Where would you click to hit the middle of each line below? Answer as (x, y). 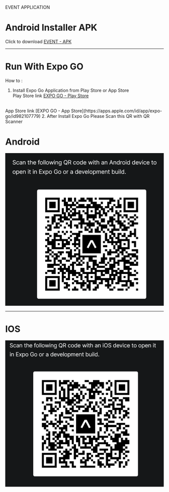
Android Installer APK (51, 28)
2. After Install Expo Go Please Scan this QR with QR (96, 116)
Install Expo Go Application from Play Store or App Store (71, 90)
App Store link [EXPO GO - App (38, 111)
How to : (14, 81)
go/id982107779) (23, 116)
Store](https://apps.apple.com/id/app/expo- (117, 111)
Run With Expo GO (45, 67)
